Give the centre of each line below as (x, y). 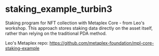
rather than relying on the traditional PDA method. (56, 33)
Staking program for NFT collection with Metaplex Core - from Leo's (75, 23)
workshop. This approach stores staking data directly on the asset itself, (79, 28)
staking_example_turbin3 (59, 9)
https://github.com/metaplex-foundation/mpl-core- (102, 43)
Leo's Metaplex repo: (27, 43)
